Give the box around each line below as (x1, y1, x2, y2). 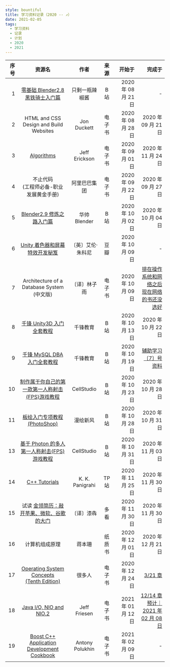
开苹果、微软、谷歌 (20, 510, 66, 517)
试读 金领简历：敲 (22, 502, 64, 509)
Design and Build (22, 121, 63, 128)
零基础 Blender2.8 (21, 87, 65, 94)
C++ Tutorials (26, 478, 59, 485)
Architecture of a (22, 277, 63, 284)
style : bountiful (5, 7, 42, 13)
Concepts (31, 571, 55, 578)
